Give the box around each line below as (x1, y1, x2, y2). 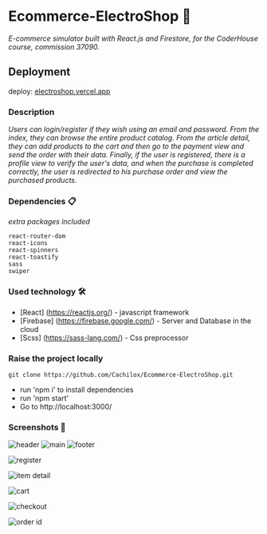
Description (8, 106, 55, 117)
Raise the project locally (8, 353, 104, 364)
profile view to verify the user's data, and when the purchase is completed (8, 159, 253, 168)
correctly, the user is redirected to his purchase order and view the (8, 167, 229, 176)
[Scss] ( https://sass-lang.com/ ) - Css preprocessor (19, 333, 189, 342)
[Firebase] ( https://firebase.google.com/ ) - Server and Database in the (19, 315, 252, 326)
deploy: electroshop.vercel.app (8, 86, 111, 96)
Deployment (8, 65, 71, 79)
